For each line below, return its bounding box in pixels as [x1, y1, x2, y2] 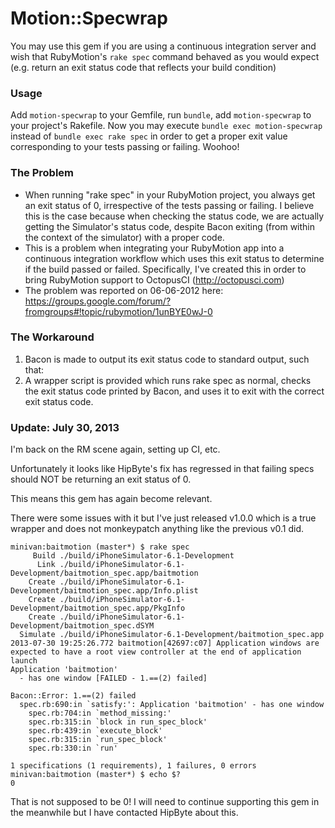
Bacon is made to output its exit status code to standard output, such [24, 353, 310, 365]
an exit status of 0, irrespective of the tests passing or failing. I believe [24, 199, 315, 211]
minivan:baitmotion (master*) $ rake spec [10, 542, 190, 552]
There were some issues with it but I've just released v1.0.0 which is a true [10, 512, 317, 524]
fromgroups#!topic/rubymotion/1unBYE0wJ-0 [24, 305, 213, 317]
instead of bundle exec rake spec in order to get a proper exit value [10, 130, 288, 142]
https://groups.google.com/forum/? [24, 295, 172, 307]
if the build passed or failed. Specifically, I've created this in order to [24, 263, 307, 275]
